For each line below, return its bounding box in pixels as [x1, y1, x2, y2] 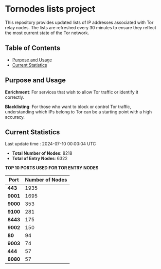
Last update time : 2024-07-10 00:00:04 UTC [5, 141, 96, 147]
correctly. [5, 94, 24, 100]
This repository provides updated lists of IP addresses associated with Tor [5, 19, 154, 25]
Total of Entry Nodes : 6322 [12, 156, 68, 161]
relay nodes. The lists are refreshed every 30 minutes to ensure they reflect [5, 24, 157, 30]
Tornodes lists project [5, 3, 96, 15]
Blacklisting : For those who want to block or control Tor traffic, [5, 104, 131, 109]
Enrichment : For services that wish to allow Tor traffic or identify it [5, 89, 139, 95]
